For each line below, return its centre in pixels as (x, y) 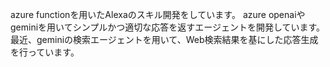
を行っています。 (45, 52)
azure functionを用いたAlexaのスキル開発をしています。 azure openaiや (158, 14)
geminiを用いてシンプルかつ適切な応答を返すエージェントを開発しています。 (168, 27)
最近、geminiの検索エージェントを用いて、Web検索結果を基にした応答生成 (164, 39)
